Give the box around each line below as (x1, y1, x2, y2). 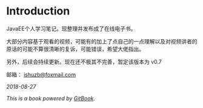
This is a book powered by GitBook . (6, 95, 96, 102)
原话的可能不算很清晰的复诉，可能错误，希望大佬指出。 (6, 45, 144, 52)
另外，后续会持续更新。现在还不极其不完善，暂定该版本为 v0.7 (6, 58, 162, 65)
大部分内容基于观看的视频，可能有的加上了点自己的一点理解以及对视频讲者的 (6, 37, 198, 45)
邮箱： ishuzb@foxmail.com (6, 71, 76, 78)
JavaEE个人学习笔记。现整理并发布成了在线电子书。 (6, 25, 136, 32)
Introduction (6, 4, 70, 18)
